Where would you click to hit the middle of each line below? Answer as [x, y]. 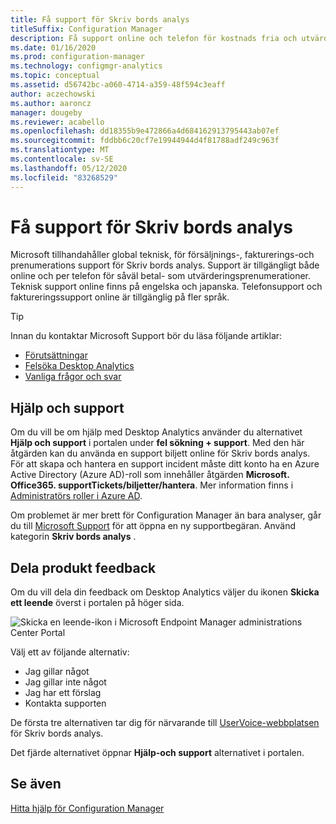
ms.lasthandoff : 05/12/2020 [69, 168]
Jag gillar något [57, 672]
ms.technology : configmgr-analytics [86, 66]
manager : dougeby [46, 112]
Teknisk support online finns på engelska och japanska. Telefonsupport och [166, 287]
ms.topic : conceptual [55, 76]
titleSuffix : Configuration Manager [86, 29]
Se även [36, 784]
